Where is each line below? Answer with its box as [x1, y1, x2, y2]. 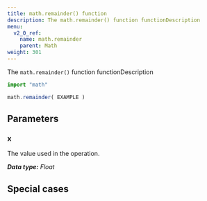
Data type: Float [7, 163, 55, 171]
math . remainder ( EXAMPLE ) [7, 94, 85, 101]
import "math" [7, 81, 49, 88]
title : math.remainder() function [7, 10, 108, 17]
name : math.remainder [19, 36, 82, 43]
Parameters [7, 113, 59, 125]
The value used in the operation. [7, 150, 100, 158]
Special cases [7, 183, 69, 195]
